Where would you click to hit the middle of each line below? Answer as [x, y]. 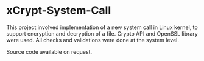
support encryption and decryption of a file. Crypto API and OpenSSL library [102, 33]
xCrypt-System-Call [59, 11]
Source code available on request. [49, 51]
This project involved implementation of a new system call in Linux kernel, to [102, 27]
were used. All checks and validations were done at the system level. [93, 40]
